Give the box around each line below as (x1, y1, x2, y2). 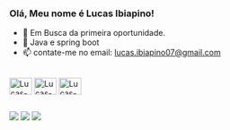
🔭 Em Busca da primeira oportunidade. (22, 28, 166, 39)
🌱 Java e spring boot (22, 37, 100, 48)
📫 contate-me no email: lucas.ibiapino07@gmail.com (22, 48, 222, 58)
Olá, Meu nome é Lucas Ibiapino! (9, 7, 155, 20)
